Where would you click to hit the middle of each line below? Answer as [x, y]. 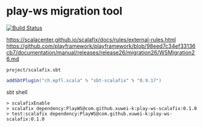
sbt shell [17, 92]
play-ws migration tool [64, 11]
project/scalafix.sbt [34, 70]
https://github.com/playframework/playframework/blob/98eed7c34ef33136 [101, 46]
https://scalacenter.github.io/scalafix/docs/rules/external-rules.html [91, 39]
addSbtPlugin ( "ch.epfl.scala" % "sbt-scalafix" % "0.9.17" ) [84, 80]
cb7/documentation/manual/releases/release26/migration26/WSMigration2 [101, 52]
